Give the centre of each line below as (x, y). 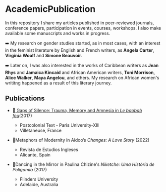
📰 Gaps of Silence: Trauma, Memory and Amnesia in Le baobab (77, 110)
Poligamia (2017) (29, 169)
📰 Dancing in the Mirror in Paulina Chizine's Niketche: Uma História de (83, 164)
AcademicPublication (50, 9)
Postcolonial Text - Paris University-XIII (60, 125)
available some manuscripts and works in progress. (58, 33)
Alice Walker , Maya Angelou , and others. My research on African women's (82, 77)
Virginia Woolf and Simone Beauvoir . (44, 55)
